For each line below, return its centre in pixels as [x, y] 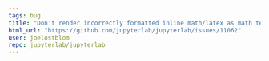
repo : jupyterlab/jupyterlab [57, 45]
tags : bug [25, 15]
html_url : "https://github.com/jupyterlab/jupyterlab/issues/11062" [125, 30]
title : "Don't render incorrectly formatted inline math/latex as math [130, 23]
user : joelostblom [39, 38]
